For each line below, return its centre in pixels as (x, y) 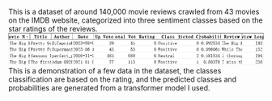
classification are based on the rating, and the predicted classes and (123, 79)
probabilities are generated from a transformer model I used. (109, 87)
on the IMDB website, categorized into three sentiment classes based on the (136, 20)
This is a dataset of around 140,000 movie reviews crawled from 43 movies (134, 12)
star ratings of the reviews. (53, 29)
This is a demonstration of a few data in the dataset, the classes (115, 70)
